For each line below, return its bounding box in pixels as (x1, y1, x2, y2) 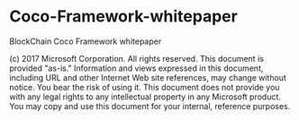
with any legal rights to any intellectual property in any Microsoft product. (9, 91, 282, 102)
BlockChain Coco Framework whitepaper (9, 36, 162, 47)
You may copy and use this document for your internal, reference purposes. (9, 100, 291, 111)
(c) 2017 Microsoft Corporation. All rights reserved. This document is (9, 53, 264, 64)
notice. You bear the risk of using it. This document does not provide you (9, 81, 280, 92)
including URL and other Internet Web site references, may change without (9, 72, 286, 82)
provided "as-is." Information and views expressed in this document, (9, 63, 264, 73)
